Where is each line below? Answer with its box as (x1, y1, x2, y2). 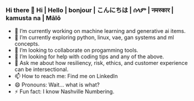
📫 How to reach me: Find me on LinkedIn (14, 73, 118, 80)
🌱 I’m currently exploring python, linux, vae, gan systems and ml (14, 34, 175, 41)
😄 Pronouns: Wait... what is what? (14, 81, 100, 88)
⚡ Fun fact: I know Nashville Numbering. (14, 88, 115, 95)
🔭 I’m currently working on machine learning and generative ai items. (14, 28, 186, 35)
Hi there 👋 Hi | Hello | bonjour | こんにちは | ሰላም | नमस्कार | (5, 5, 174, 14)
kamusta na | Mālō (5, 14, 61, 22)
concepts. (14, 40, 40, 47)
